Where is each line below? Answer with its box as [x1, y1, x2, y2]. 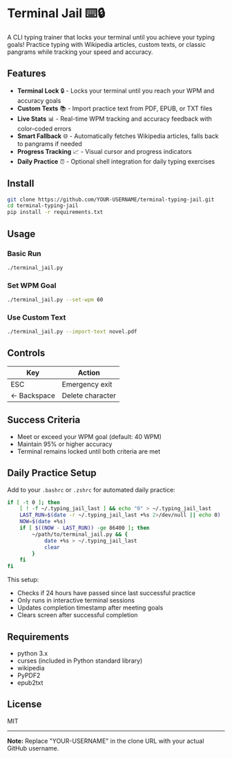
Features [7, 68, 46, 79]
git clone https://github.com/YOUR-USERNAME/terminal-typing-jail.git [7, 196, 215, 203]
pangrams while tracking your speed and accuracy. [7, 48, 153, 56]
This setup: [7, 576, 39, 584]
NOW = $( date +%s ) [19, 518, 67, 525]
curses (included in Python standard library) [17, 657, 143, 665]
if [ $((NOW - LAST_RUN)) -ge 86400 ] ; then [19, 525, 150, 532]
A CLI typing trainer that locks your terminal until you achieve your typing [7, 32, 215, 41]
